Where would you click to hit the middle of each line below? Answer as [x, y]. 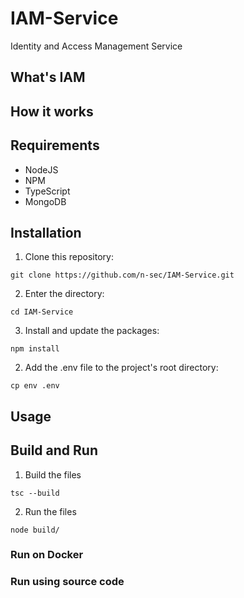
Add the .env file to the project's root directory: [121, 368]
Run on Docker [47, 555]
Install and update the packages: [92, 331]
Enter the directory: [64, 294]
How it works [52, 111]
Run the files [50, 511]
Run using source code [67, 582]
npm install [35, 349]
